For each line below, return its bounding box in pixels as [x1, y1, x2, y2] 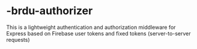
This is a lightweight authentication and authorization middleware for [6, 24, 176, 31]
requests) [6, 36, 30, 43]
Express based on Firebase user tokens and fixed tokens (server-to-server [6, 30, 191, 37]
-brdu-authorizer [6, 4, 93, 18]
